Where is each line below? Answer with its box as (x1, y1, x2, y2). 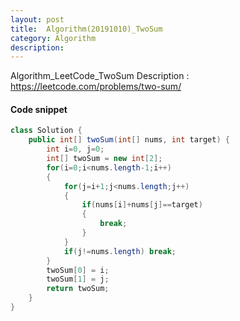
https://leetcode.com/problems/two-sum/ (10, 81, 182, 93)
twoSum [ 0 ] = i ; (46, 265, 110, 275)
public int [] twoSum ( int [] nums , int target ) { (28, 135, 230, 145)
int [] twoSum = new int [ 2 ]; (46, 154, 163, 164)
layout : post (10, 14, 65, 25)
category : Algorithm (10, 33, 97, 43)
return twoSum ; (46, 284, 110, 294)
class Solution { (10, 126, 83, 136)
